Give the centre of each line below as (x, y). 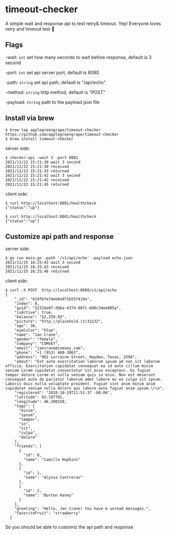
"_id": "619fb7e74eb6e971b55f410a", (53, 299)
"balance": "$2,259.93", (41, 317)
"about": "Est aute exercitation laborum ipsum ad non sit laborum (87, 362)
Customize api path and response (60, 236)
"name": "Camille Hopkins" (52, 460)
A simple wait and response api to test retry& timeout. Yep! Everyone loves (83, 23)
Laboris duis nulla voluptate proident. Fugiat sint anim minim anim (80, 384)
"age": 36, (26, 326)
